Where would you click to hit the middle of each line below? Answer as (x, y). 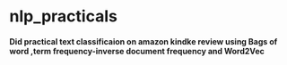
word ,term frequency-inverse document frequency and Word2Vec (137, 51)
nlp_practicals (64, 16)
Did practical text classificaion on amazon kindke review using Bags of (143, 41)
